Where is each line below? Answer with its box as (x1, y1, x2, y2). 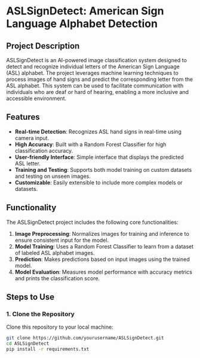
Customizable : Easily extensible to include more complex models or (14, 178, 183, 186)
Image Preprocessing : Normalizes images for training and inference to (14, 230, 189, 237)
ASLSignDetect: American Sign (6, 4, 164, 18)
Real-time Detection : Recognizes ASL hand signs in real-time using (14, 128, 182, 135)
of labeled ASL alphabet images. (14, 249, 95, 256)
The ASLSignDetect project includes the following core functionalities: (6, 219, 179, 226)
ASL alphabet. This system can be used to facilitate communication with (6, 82, 184, 89)
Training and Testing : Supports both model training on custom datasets (14, 166, 192, 173)
